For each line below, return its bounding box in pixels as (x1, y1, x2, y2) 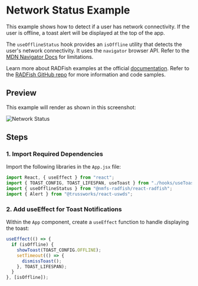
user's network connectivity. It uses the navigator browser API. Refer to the (6, 47, 190, 54)
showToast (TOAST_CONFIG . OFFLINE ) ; (16, 247, 101, 253)
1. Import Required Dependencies (6, 150, 104, 158)
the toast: (6, 225, 29, 232)
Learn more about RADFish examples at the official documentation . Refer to (6, 64, 190, 71)
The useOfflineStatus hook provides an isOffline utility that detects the (6, 41, 183, 48)
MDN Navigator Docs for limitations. (6, 53, 94, 60)
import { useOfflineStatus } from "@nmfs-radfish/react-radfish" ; (6, 186, 173, 192)
